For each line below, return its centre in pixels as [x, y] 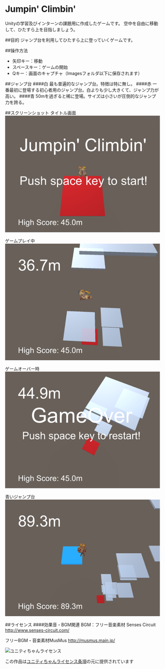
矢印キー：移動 [27, 61]
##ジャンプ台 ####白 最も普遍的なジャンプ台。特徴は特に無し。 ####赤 [78, 84]
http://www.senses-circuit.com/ [37, 630]
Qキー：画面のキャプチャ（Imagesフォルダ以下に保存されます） [77, 73]
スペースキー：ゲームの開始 [40, 67]
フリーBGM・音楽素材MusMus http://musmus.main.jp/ [60, 640]
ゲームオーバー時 [22, 369]
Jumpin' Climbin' [41, 9]
